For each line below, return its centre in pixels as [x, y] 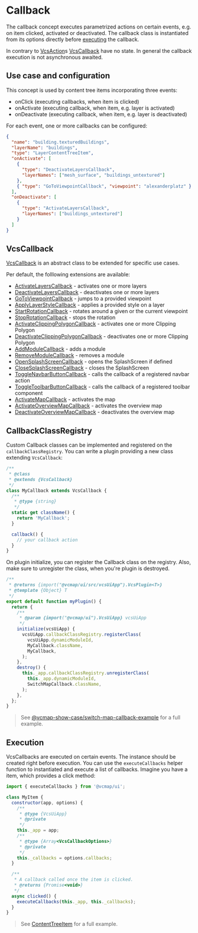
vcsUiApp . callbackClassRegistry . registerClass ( [82, 635]
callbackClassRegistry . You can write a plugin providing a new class [90, 451]
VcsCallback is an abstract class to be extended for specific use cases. [93, 263]
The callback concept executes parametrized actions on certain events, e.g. [99, 27]
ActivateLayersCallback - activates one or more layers [81, 286]
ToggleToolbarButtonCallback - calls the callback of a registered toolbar [102, 387]
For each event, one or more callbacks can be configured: [77, 126]
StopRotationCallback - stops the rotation [65, 317]
